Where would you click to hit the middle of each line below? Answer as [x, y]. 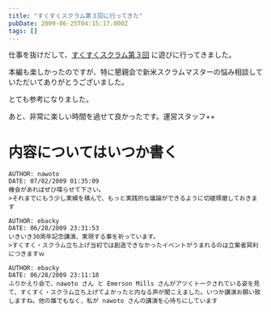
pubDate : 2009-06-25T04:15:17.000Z [68, 23]
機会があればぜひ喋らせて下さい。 [57, 190]
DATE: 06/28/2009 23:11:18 [54, 276]
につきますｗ [27, 254]
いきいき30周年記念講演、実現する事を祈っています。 [84, 237]
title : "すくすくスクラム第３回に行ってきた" [76, 16]
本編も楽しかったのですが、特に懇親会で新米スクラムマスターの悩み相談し [132, 72]
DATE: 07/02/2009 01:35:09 [54, 181]
